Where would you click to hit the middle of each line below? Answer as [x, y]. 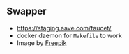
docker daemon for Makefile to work [69, 35]
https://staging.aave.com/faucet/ [64, 28]
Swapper [26, 11]
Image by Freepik [41, 43]
